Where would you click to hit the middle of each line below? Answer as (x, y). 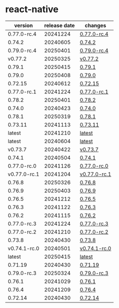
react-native (32, 9)
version (24, 25)
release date (59, 25)
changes (95, 25)
